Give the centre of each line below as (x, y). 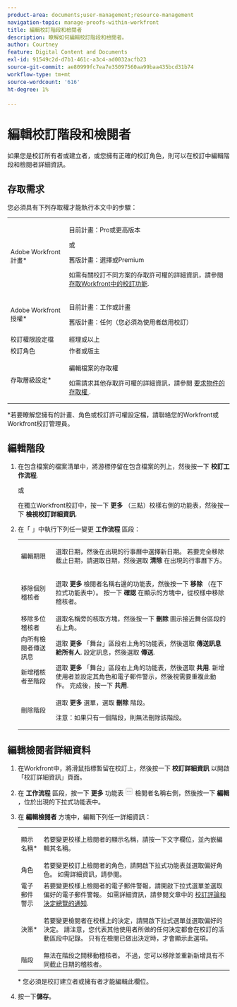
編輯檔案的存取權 (93, 368)
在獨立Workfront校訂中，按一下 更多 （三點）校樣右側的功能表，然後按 (120, 506)
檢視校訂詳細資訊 (50, 514)
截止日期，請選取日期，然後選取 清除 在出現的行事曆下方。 (140, 560)
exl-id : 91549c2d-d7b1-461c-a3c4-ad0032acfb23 (77, 60)
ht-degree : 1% (28, 89)
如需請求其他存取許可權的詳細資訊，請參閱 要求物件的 (147, 383)
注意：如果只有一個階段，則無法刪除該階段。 (120, 717)
